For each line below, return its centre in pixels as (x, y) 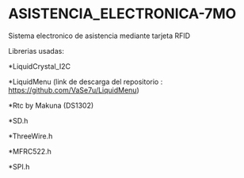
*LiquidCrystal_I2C (40, 66)
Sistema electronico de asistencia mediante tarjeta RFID (99, 36)
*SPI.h (19, 166)
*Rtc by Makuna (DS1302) (51, 105)
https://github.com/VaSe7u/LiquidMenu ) (74, 90)
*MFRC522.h (30, 151)
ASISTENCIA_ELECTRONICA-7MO (122, 14)
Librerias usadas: (36, 51)
